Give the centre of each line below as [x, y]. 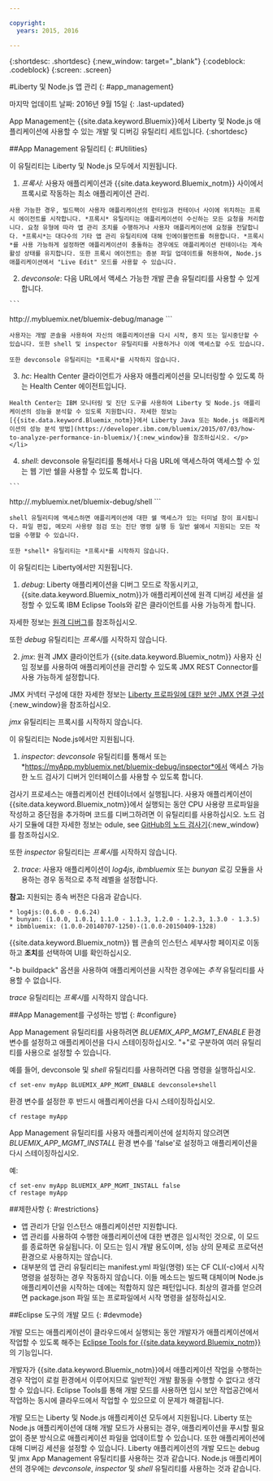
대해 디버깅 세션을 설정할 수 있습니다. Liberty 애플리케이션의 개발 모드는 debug [134, 1448]
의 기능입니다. [31, 1352]
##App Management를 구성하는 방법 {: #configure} [93, 1015]
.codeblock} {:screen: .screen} [61, 69]
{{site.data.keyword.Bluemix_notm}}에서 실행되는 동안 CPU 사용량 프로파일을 [134, 804]
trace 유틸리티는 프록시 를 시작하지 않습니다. [79, 997]
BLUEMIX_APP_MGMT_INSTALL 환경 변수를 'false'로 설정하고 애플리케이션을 [134, 1142]
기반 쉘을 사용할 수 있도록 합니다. [91, 471]
